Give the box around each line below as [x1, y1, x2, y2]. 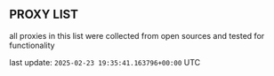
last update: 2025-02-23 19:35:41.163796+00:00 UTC [9, 57, 201, 67]
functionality [9, 40, 55, 50]
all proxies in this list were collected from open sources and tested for [9, 30, 265, 41]
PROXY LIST [9, 7, 78, 22]
